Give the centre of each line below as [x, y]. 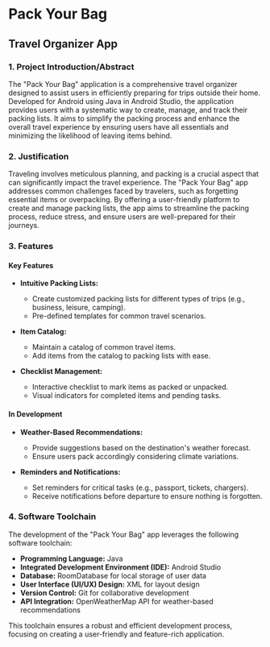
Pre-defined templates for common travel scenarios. [119, 316]
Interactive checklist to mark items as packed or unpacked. [130, 387]
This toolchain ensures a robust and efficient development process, [120, 625]
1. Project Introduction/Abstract [71, 67]
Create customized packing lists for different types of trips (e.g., [139, 299]
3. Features [31, 247]
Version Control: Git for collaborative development [104, 592]
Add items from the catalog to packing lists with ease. [121, 356]
